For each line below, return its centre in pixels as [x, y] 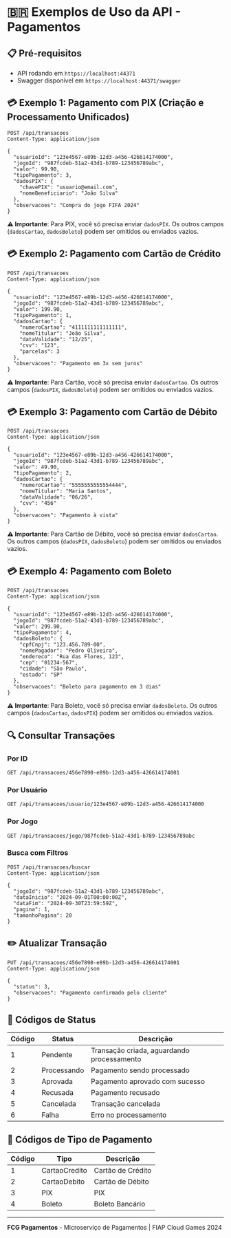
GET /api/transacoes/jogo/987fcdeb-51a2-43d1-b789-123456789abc [101, 836]
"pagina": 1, [32, 909]
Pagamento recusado [125, 1093]
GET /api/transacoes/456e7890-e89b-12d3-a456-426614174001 [93, 772]
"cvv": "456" [38, 503]
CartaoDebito [63, 1182]
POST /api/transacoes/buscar [49, 867]
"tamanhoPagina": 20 [43, 915]
